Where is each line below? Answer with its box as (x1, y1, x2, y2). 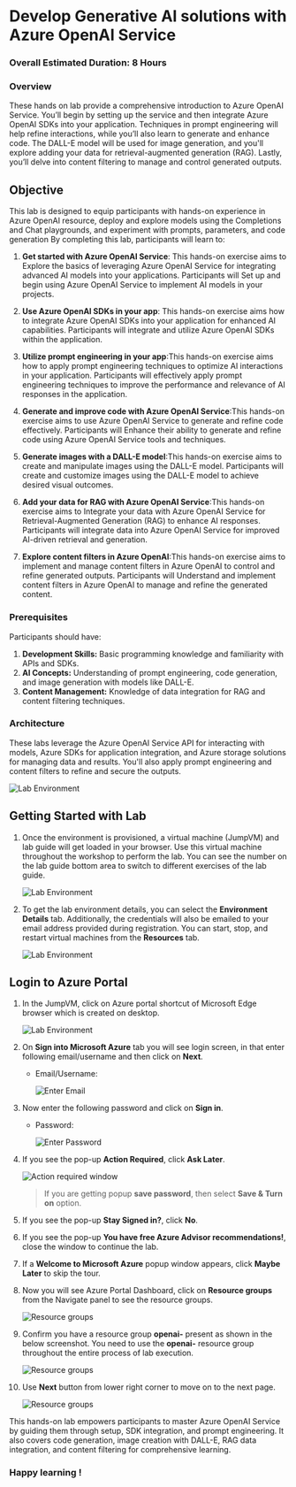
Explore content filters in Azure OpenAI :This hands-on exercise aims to (21, 551, 285, 563)
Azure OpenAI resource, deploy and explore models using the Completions (9, 215, 282, 226)
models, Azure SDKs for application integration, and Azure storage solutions (9, 747, 287, 757)
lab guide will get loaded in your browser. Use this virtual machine (21, 841, 262, 852)
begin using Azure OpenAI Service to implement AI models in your (21, 280, 263, 290)
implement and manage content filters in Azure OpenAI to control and (21, 561, 276, 571)
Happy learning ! (9, 1467, 82, 1479)
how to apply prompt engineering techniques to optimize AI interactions (21, 361, 284, 372)
